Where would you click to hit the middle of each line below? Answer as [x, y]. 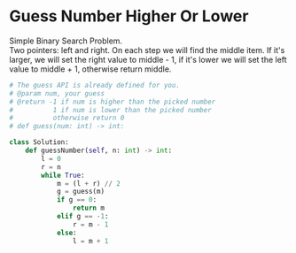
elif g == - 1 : [82, 217]
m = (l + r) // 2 [89, 183]
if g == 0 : [77, 200]
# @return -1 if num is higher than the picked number [113, 102]
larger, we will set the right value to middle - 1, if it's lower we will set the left [148, 59]
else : [66, 233]
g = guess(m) [80, 192]
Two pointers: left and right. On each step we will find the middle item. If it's [147, 50]
